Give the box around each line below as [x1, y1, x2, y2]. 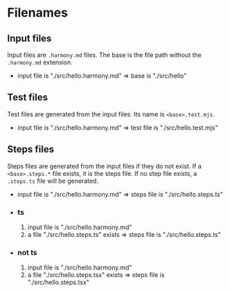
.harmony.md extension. [7, 58, 73, 66]
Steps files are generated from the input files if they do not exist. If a [7, 161, 202, 170]
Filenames [7, 5, 68, 21]
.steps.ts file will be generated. [7, 177, 99, 185]
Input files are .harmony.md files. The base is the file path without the [7, 51, 202, 59]
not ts [17, 247, 37, 257]
